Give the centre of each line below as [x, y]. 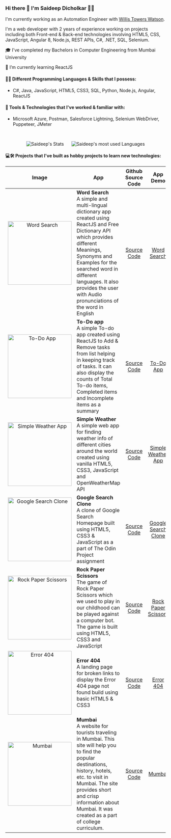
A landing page [95, 667]
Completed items [97, 392]
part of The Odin [96, 548]
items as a [89, 404]
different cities [94, 444]
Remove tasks [93, 347]
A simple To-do [95, 328]
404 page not [93, 686]
